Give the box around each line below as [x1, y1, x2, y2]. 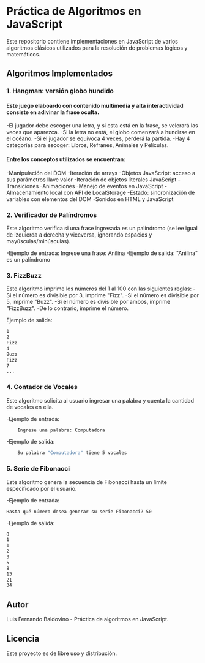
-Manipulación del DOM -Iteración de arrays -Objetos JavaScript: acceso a [6, 169, 196, 176]
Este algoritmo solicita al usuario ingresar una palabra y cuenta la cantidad [6, 396, 195, 404]
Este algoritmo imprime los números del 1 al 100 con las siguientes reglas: [6, 285, 192, 292]
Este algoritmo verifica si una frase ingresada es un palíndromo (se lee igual [6, 224, 198, 232]
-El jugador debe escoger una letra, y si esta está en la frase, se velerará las [6, 122, 198, 129]
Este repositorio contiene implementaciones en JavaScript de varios [6, 37, 179, 45]
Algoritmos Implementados [6, 69, 113, 79]
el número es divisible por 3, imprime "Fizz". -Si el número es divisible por [12, 292, 199, 299]
